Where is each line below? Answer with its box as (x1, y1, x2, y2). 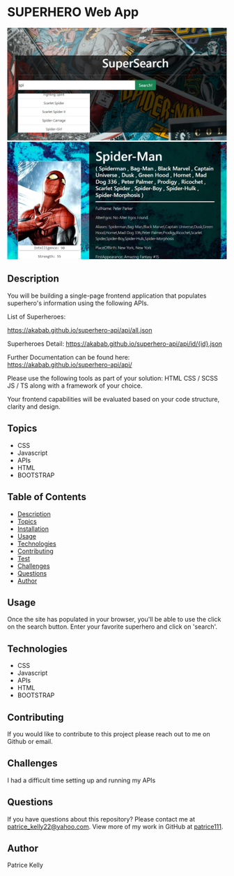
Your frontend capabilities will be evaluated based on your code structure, (7, 395, 220, 403)
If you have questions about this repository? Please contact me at (7, 815, 195, 823)
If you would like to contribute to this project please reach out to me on (7, 729, 210, 738)
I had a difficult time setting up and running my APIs (7, 776, 156, 784)
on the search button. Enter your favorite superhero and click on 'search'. (7, 622, 218, 631)
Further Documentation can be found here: (7, 353, 130, 361)
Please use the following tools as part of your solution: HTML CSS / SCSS (7, 374, 218, 382)
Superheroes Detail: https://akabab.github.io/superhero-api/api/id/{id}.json (7, 340, 223, 348)
